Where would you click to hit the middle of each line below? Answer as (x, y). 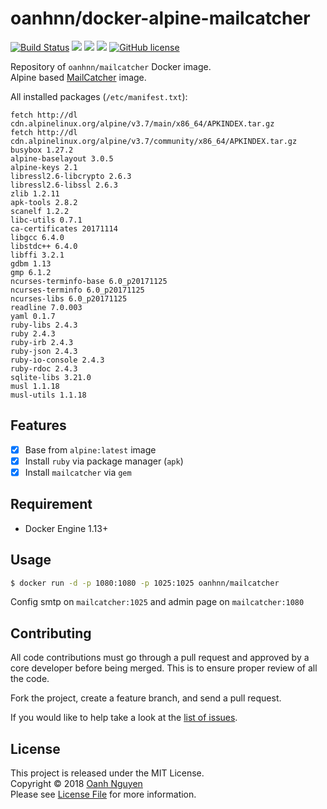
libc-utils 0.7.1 (46, 220)
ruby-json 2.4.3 (44, 351)
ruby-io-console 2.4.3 (57, 360)
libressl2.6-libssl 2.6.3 (64, 185)
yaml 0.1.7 (33, 316)
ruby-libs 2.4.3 (44, 325)
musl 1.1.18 (35, 386)
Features (38, 425)
